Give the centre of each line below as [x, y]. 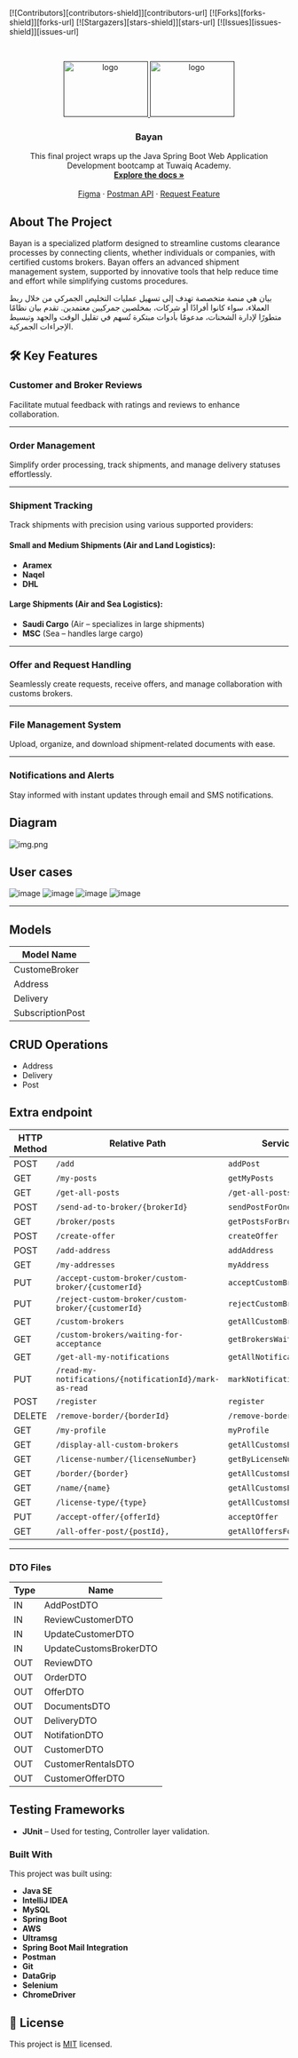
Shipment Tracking [51, 505]
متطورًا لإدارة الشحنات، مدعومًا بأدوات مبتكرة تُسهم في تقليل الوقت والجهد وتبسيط [145, 317]
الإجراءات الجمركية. [41, 327]
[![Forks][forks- [238, 13]
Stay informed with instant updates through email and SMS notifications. [141, 795]
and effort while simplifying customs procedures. [99, 281]
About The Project [61, 222]
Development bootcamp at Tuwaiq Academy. [149, 166]
